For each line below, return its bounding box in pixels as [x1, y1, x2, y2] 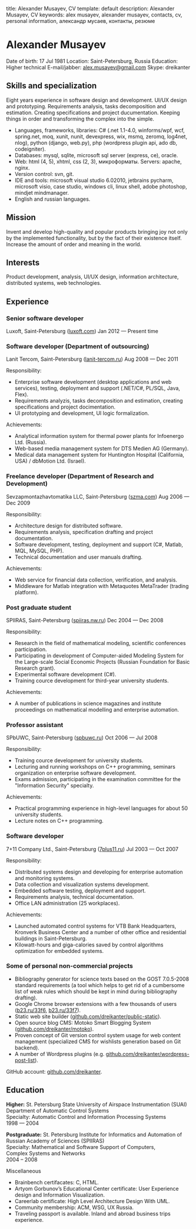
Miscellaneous [6, 1167, 41, 1174]
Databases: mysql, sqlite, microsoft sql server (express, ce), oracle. [14, 151, 178, 158]
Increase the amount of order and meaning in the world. [6, 241, 142, 248]
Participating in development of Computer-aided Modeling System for [14, 652, 184, 659]
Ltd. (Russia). [14, 439, 47, 446]
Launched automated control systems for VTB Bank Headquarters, [14, 922, 177, 929]
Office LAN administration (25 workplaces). [14, 899, 120, 906]
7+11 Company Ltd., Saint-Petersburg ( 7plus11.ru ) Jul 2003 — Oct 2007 [6, 845, 178, 852]
